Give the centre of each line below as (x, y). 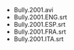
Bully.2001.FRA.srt (40, 32)
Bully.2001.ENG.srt (40, 17)
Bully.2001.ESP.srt (39, 24)
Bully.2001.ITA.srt (39, 39)
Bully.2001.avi (34, 10)
